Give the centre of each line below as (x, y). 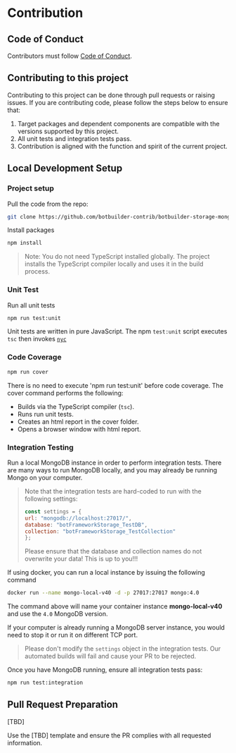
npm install (25, 243)
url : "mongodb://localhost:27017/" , (78, 518)
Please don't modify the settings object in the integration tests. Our (123, 649)
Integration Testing (40, 447)
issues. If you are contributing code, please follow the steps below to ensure (118, 102)
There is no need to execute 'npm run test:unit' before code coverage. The (115, 385)
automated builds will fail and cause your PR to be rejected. (110, 656)
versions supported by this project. (68, 131)
